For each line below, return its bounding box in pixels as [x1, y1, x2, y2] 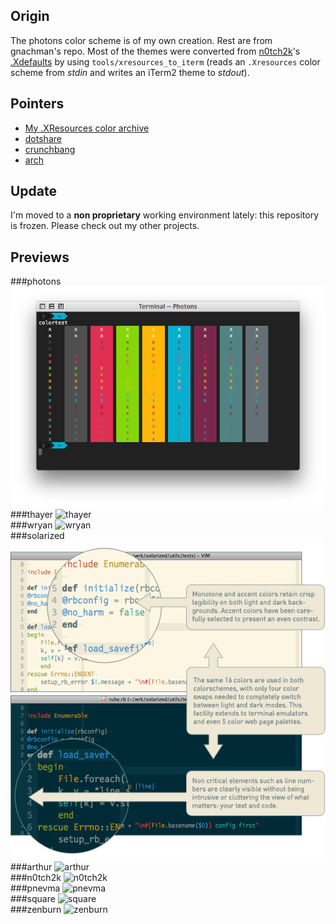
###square [10, 892, 56, 904]
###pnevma [10, 882, 61, 894]
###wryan [10, 519, 53, 531]
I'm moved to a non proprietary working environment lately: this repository [10, 209, 320, 221]
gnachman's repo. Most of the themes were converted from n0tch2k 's [10, 45, 301, 57]
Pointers [10, 95, 65, 113]
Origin [10, 8, 50, 25]
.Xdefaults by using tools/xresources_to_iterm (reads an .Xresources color [10, 55, 321, 68]
